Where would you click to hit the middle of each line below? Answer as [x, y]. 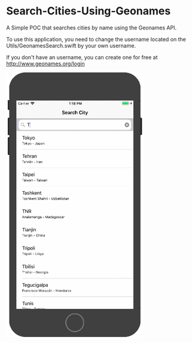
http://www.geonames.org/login [45, 64]
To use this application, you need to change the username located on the [96, 39]
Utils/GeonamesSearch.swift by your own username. [71, 46]
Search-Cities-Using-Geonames [89, 11]
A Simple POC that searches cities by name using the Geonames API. [92, 28]
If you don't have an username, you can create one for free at [82, 57]
